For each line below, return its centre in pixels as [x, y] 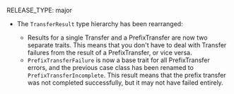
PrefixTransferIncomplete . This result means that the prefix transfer [127, 75]
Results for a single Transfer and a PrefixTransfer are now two [117, 37]
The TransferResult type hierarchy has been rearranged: [100, 24]
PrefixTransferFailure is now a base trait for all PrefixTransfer [118, 60]
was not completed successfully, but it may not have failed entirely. [125, 83]
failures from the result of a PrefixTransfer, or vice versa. [110, 53]
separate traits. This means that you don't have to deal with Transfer [127, 45]
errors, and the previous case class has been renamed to [110, 67]
